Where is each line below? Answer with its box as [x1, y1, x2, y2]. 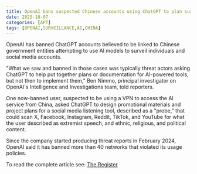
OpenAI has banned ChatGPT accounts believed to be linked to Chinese [6, 41, 180, 48]
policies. [6, 150, 26, 157]
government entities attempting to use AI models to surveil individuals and [6, 47, 185, 54]
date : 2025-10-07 [6, 14, 49, 20]
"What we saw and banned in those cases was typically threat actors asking [6, 65, 191, 72]
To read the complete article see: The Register [6, 161, 118, 168]
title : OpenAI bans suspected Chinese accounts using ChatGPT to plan [6, 8, 182, 15]
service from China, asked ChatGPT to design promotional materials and [6, 101, 181, 108]
